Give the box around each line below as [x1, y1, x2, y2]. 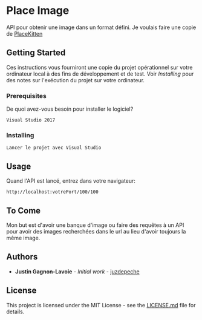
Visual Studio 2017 [6, 117, 56, 123]
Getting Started [6, 48, 66, 58]
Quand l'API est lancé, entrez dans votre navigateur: [6, 177, 136, 184]
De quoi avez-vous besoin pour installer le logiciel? [6, 105, 134, 113]
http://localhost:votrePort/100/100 [6, 189, 99, 195]
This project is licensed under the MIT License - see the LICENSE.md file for [6, 301, 196, 309]
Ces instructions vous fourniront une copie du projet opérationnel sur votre [6, 64, 193, 71]
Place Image [6, 4, 70, 18]
